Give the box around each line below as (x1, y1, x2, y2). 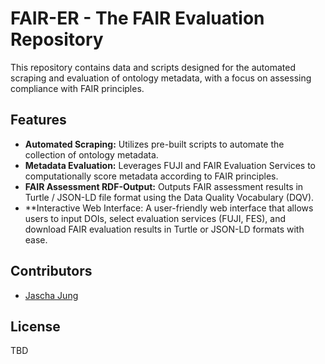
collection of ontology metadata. (24, 148, 159, 161)
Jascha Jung (24, 289, 79, 301)
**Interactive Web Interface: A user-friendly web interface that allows (24, 202, 314, 214)
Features (10, 112, 67, 129)
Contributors (10, 263, 93, 280)
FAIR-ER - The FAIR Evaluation (10, 7, 265, 30)
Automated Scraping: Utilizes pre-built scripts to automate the (24, 138, 285, 150)
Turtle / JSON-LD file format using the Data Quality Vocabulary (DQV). (24, 191, 315, 203)
